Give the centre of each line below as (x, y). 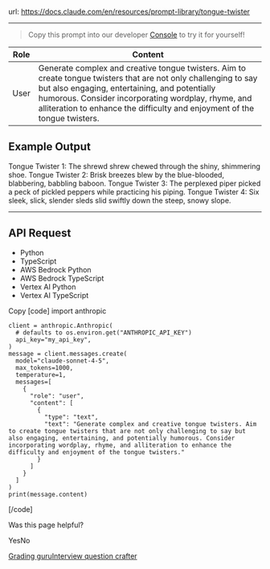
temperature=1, (41, 375)
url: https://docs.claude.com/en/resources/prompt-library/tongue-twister (129, 12)
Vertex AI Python (48, 287)
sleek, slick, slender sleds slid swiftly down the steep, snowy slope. (120, 200)
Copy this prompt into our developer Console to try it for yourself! (136, 35)
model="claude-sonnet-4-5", (63, 361)
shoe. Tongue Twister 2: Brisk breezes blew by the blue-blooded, (117, 174)
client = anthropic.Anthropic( (61, 325)
